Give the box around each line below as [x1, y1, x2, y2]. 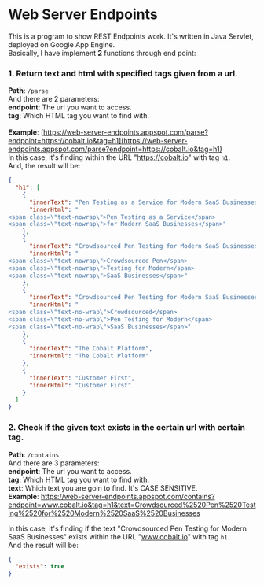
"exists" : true [15, 563, 65, 571]
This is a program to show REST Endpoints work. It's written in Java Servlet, [8, 31, 254, 41]
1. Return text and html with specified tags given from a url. [8, 68, 238, 79]
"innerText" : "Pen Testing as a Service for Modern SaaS [28, 198, 220, 206]
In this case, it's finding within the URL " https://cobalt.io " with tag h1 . [8, 153, 231, 162]
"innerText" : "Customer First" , [28, 374, 135, 382]
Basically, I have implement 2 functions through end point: [8, 48, 196, 57]
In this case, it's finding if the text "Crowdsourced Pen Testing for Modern [8, 524, 247, 533]
